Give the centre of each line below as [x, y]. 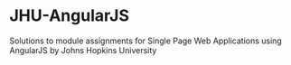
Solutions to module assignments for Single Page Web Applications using [145, 41]
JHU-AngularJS [69, 16]
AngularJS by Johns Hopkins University [83, 50]
